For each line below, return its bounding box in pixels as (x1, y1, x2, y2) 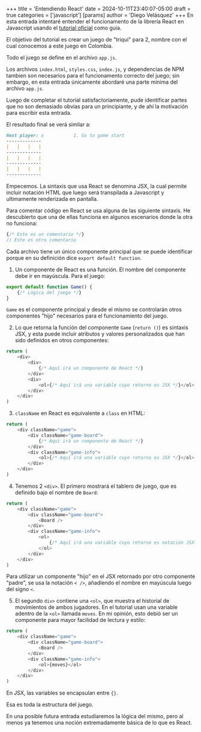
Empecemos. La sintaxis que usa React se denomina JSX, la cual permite (6, 183, 187, 189)
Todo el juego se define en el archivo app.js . (6, 54, 117, 61)
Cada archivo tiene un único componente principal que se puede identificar (6, 248, 193, 255)
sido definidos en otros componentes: (14, 337, 109, 344)
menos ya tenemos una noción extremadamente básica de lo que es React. (6, 719, 193, 727)
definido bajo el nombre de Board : (14, 488, 98, 496)
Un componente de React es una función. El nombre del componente (14, 266, 186, 273)
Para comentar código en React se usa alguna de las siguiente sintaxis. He (6, 207, 191, 214)
